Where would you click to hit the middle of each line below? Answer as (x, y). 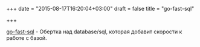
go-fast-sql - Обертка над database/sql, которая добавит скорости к (94, 32)
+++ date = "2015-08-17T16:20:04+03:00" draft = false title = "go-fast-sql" (100, 9)
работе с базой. (27, 38)
